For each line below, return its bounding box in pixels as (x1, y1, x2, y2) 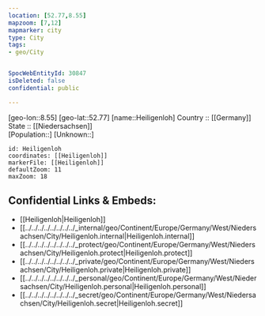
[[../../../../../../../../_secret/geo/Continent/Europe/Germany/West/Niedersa (19, 290, 257, 300)
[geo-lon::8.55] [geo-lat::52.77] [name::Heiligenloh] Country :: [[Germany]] (8, 112, 252, 122)
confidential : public (8, 84, 80, 92)
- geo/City (8, 48, 44, 56)
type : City (8, 33, 44, 42)
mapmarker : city (8, 26, 62, 34)
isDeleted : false (8, 77, 66, 85)
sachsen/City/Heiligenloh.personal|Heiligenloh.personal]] (19, 282, 206, 292)
